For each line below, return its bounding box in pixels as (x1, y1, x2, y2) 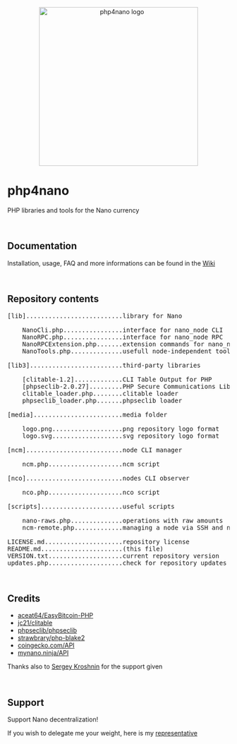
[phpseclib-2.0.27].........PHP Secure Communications (22, 382, 217, 390)
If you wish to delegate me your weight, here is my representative (7, 729, 197, 738)
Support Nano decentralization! (7, 715, 99, 724)
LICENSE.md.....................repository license (7, 537, 190, 546)
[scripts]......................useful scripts (7, 502, 175, 510)
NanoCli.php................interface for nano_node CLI (22, 325, 224, 334)
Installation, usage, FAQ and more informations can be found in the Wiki (7, 258, 216, 268)
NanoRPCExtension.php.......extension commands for (22, 340, 205, 348)
